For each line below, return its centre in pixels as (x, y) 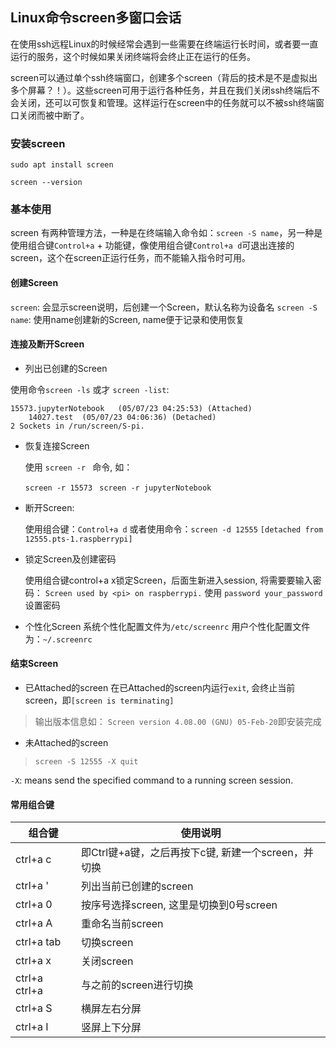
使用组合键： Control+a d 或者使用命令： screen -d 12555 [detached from (174, 529)
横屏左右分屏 (111, 1009)
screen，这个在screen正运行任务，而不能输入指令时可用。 (131, 258)
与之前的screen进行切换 (137, 985)
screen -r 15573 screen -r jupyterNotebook (118, 488)
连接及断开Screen (47, 344)
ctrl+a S (34, 1008)
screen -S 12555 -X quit (86, 762)
